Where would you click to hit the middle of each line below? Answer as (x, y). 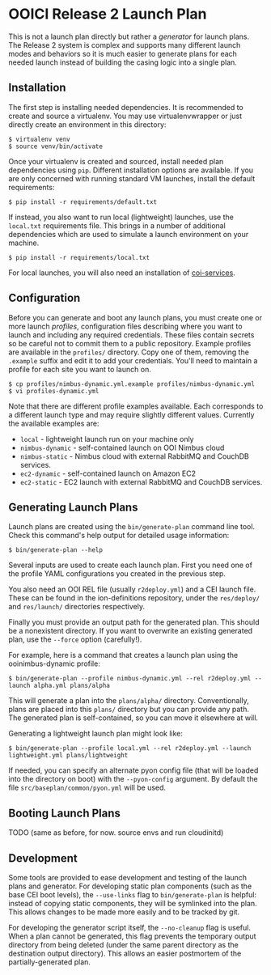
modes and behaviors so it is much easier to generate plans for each (123, 53)
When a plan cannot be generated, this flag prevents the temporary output (132, 936)
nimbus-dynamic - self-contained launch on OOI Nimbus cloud (122, 447)
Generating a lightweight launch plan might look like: (96, 734)
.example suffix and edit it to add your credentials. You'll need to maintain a (133, 360)
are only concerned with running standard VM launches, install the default (132, 178)
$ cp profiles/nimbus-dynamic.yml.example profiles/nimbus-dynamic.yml (131, 384)
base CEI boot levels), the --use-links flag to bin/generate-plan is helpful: (133, 894)
